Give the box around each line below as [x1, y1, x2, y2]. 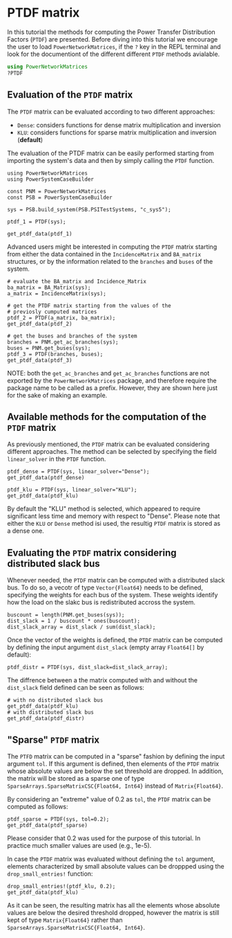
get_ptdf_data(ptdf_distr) [7, 715, 85, 722]
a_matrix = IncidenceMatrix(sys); [7, 290, 107, 297]
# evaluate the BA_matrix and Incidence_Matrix [7, 278, 147, 285]
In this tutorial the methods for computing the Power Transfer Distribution [7, 28, 215, 36]
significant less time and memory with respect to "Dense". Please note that [7, 512, 220, 520]
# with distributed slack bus [7, 709, 95, 716]
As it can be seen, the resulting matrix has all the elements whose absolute [7, 901, 220, 909]
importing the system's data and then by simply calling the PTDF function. [7, 156, 215, 164]
